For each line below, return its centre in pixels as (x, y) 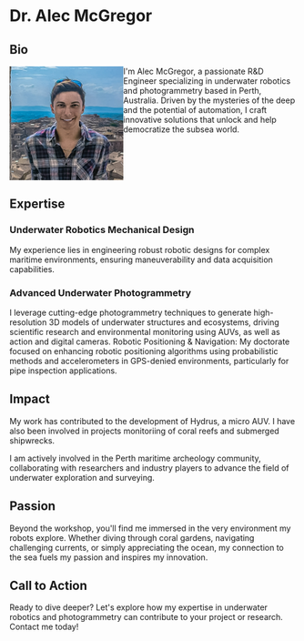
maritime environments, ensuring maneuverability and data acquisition (141, 259)
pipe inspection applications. (63, 371)
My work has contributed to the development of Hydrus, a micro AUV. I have (152, 421)
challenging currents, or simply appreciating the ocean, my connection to (147, 547)
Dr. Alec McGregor (81, 16)
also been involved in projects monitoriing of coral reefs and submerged (144, 431)
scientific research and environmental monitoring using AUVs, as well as (145, 331)
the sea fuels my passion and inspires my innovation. (109, 557)
